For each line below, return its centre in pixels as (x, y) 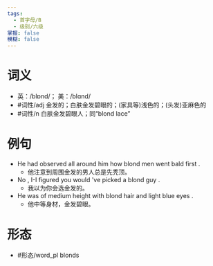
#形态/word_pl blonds (48, 255)
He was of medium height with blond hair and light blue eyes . (105, 196)
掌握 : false (23, 33)
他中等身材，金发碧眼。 (61, 204)
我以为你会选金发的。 (58, 188)
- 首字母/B (27, 20)
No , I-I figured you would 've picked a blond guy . (89, 180)
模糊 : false (23, 39)
